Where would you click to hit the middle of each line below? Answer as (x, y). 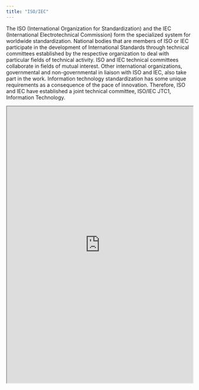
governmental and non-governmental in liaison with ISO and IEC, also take (97, 72)
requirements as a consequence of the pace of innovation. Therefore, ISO (96, 85)
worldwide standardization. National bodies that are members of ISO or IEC (97, 41)
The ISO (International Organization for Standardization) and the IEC (89, 28)
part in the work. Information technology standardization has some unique (96, 78)
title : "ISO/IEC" (27, 12)
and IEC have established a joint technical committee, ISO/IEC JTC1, (89, 91)
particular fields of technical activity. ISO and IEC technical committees (92, 60)
